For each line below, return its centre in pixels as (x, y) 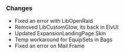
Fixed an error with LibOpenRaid (53, 21)
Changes (19, 8)
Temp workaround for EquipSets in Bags (63, 40)
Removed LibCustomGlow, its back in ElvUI (66, 27)
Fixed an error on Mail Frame (50, 46)
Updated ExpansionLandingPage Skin (60, 33)
